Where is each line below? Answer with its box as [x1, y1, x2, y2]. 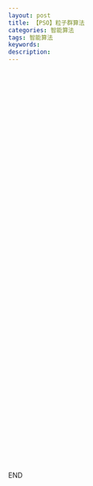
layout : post [8, 11, 51, 20]
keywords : [8, 41, 41, 49]
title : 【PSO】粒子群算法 [8, 19, 85, 27]
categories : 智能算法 [8, 26, 75, 34]
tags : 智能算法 [8, 33, 54, 42]
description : [8, 48, 51, 56]
